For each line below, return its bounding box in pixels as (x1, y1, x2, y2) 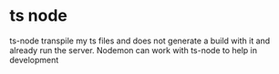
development (9, 54, 59, 65)
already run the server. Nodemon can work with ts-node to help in (9, 44, 258, 55)
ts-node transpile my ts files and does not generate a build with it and (9, 35, 271, 46)
